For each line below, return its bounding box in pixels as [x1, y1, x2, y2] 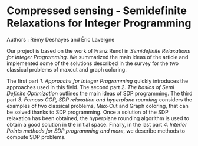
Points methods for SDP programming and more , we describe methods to [6, 127, 186, 134]
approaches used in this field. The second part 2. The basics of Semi [6, 83, 174, 90]
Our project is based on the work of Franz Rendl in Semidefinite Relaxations [6, 47, 190, 54]
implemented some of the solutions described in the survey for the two [6, 60, 179, 67]
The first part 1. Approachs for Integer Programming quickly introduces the [6, 77, 189, 84]
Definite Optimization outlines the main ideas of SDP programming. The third [6, 90, 193, 97]
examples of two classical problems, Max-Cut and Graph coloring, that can [6, 102, 189, 109]
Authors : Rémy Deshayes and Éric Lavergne [6, 36, 115, 43]
